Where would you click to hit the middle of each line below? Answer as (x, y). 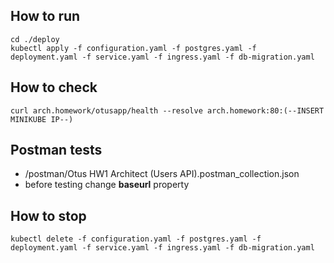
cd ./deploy (35, 39)
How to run (45, 16)
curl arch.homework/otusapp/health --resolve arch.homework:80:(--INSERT (167, 110)
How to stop (48, 215)
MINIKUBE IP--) (42, 119)
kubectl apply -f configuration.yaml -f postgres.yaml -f (133, 48)
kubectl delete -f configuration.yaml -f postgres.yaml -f (136, 239)
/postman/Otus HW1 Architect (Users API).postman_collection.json (162, 174)
